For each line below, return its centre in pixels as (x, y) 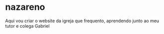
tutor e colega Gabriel (27, 26)
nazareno (25, 7)
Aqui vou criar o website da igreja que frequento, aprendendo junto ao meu (82, 21)
